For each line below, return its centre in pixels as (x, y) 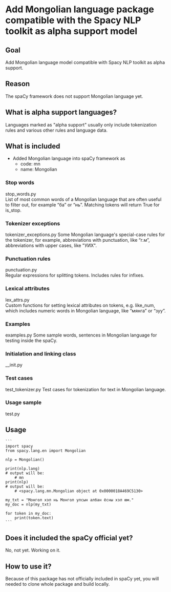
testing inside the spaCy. (31, 340)
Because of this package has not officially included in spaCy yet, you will (82, 579)
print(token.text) (34, 518)
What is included (33, 146)
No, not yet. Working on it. (33, 550)
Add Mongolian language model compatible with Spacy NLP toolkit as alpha (85, 62)
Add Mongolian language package (80, 9)
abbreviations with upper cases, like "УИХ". (51, 246)
